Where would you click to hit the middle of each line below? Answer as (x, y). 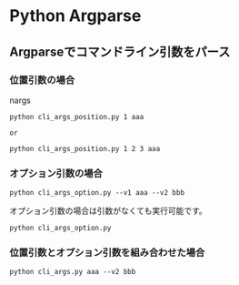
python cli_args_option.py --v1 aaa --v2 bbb (97, 193)
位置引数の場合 (42, 80)
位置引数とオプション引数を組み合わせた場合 (107, 253)
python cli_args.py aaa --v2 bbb (73, 272)
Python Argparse (75, 16)
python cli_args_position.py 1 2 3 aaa (85, 148)
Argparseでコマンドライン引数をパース (120, 51)
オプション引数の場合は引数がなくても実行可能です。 (108, 211)
